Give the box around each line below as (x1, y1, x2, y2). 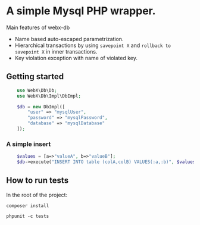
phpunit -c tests (6, 213, 49, 219)
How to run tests (6, 176, 69, 186)
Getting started (6, 71, 64, 82)
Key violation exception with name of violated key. (14, 54, 138, 61)
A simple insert (6, 140, 51, 148)
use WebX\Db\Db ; (17, 87, 58, 93)
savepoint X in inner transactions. (14, 48, 98, 55)
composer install (6, 202, 49, 209)
